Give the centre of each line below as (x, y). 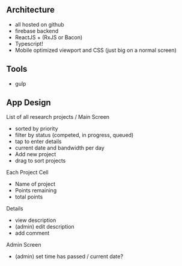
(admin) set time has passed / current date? (69, 256)
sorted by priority (36, 128)
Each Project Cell (28, 173)
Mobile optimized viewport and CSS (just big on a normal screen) (96, 50)
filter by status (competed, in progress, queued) (74, 135)
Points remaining (36, 191)
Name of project (35, 184)
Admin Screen (24, 245)
